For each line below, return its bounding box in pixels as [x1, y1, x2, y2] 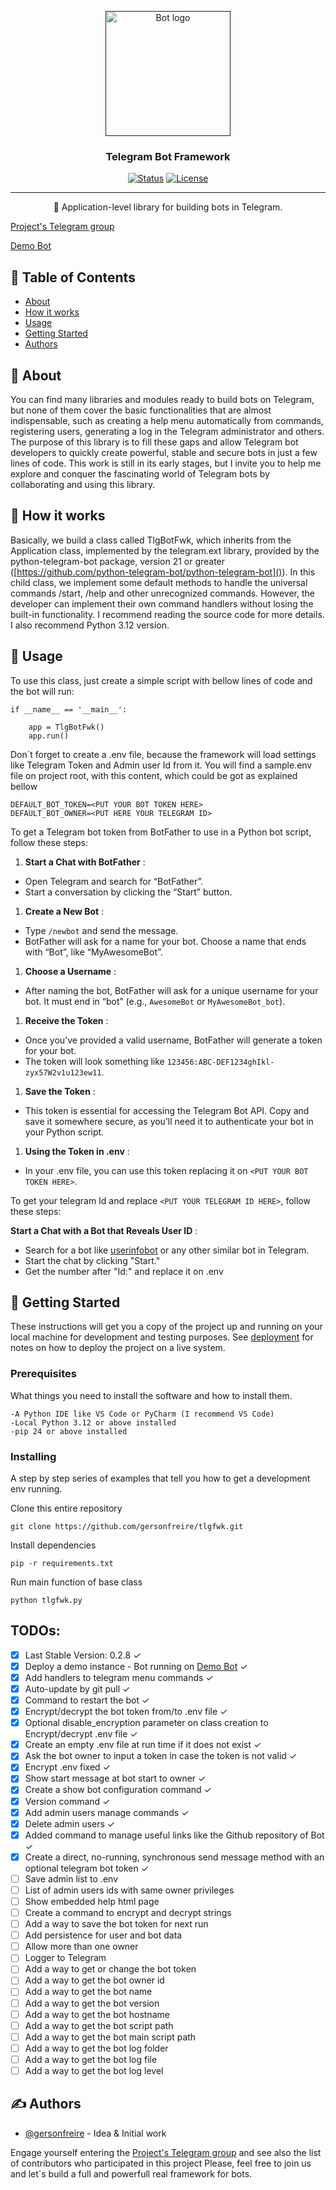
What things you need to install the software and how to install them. [10, 1389, 293, 1401]
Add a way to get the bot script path [24, 2019, 174, 2031]
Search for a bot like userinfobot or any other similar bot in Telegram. [24, 1244, 310, 1256]
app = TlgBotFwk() [28, 722, 105, 732]
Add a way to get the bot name [24, 1986, 153, 1998]
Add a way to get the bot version [24, 1997, 160, 2009]
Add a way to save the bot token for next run [24, 1918, 209, 1930]
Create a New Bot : [24, 905, 105, 917]
